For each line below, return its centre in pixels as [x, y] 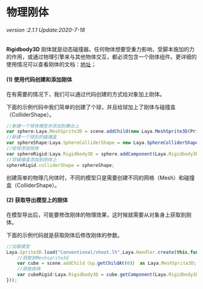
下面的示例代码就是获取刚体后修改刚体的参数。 [64, 235]
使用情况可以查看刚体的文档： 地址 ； [51, 65]
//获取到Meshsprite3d [43, 258]
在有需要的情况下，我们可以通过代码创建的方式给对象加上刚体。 [85, 94]
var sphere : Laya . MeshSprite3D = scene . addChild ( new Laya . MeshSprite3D [97, 132]
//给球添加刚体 [23, 149]
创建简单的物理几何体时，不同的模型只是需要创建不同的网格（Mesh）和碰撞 [101, 177]
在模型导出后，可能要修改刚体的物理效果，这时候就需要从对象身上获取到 [96, 215]
